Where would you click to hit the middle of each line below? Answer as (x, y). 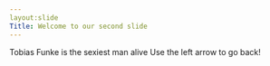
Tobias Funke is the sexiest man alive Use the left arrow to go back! (135, 52)
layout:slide (34, 18)
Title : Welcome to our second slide (78, 26)
